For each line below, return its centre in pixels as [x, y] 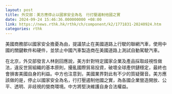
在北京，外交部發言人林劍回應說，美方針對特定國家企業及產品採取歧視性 [81, 61]
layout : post [19, 10]
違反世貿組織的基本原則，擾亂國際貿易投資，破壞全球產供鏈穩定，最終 [88, 68]
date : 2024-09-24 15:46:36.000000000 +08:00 [53, 19]
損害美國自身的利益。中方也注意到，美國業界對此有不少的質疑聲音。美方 [86, 74]
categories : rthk [24, 29]
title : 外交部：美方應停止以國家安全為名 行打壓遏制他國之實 [63, 15]
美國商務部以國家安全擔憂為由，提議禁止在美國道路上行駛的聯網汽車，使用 [84, 44]
